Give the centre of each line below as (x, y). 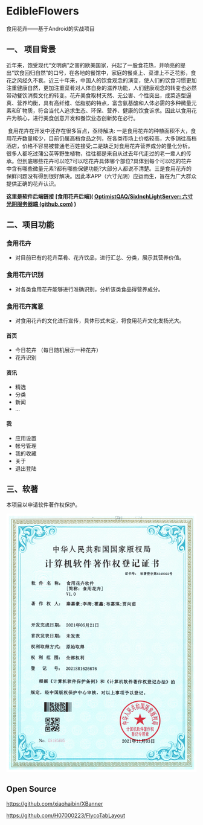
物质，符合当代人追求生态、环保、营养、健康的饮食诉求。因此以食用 (107, 110)
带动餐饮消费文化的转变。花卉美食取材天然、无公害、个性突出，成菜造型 (96, 95)
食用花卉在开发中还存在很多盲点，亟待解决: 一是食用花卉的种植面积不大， (99, 130)
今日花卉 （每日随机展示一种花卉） (58, 350)
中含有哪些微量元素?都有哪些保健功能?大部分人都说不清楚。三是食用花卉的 (99, 168)
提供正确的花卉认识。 (33, 183)
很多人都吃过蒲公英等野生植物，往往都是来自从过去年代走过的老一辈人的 (96, 153)
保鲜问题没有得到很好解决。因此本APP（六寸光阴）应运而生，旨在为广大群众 (101, 176)
